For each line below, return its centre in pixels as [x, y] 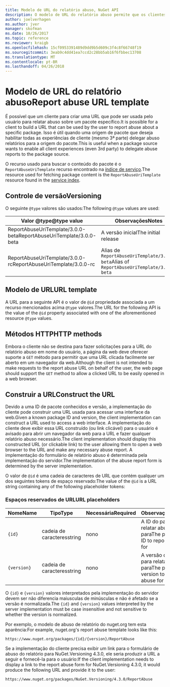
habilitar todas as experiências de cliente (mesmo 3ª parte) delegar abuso [82, 138]
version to [153, 574]
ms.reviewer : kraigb [27, 43]
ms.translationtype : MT [30, 57]
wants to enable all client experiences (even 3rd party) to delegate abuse [81, 149]
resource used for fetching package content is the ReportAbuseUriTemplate [83, 175]
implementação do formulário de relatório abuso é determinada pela [76, 455]
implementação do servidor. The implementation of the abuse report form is [83, 461]
